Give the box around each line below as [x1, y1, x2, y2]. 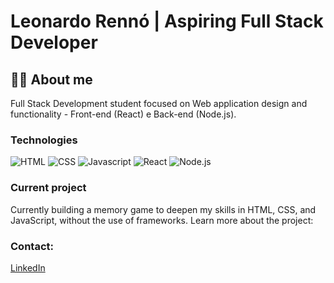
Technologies [10, 133, 78, 147]
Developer [10, 31, 98, 54]
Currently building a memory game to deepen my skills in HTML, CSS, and [10, 203, 317, 215]
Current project [10, 181, 87, 195]
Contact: [10, 239, 54, 253]
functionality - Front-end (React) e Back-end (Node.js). [10, 108, 237, 120]
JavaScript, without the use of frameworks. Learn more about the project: [10, 214, 314, 226]
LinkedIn [10, 261, 46, 274]
